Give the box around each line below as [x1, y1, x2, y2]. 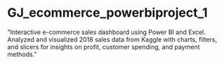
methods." [7, 50, 37, 58]
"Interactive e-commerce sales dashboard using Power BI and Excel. [7, 28, 206, 36]
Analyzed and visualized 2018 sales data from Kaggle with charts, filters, [7, 35, 218, 43]
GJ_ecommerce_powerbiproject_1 [7, 5, 209, 21]
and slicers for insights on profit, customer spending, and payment [7, 42, 200, 51]
